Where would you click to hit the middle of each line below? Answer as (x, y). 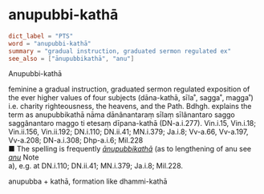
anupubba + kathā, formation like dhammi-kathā (88, 181)
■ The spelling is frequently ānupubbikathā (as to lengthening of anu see (130, 149)
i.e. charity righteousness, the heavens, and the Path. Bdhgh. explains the (130, 107)
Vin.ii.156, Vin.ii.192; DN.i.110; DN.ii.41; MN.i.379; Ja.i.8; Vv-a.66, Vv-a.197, (128, 132)
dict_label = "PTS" (41, 36)
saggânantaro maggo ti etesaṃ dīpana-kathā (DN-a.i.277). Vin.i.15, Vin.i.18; (132, 123)
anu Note (24, 157)
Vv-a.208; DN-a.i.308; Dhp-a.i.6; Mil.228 (76, 140)
